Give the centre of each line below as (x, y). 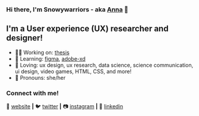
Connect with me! (33, 93)
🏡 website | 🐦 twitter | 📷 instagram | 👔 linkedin (65, 106)
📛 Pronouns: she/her (40, 77)
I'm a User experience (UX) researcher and (88, 29)
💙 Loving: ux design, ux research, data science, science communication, (104, 65)
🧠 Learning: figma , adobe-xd (50, 58)
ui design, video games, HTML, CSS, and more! (73, 71)
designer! (25, 38)
